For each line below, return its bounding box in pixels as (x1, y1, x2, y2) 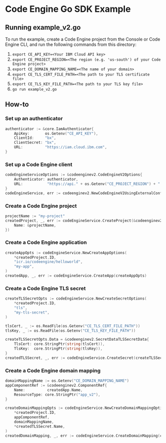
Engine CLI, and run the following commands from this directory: (5, 42, 137, 47)
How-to (5, 100, 29, 109)
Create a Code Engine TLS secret (5, 285, 86, 292)
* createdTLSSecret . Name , (14, 424, 65, 429)
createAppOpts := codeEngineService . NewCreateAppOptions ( (5, 250, 127, 255)
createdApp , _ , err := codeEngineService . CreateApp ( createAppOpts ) (5, 273, 147, 278)
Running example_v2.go (5, 23, 81, 32)
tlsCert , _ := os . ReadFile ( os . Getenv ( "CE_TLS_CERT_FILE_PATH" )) (5, 323, 140, 328)
